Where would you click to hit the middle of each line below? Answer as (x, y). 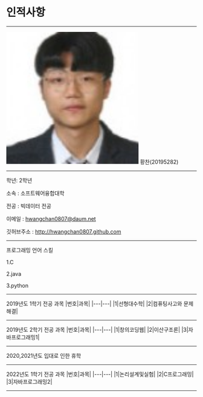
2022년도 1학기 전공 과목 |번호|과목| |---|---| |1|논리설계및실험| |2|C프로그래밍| (100, 374)
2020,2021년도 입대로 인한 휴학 (44, 355)
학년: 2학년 (19, 180)
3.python (18, 285)
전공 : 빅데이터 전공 (29, 206)
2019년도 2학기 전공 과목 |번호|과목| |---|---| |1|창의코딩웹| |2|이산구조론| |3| (97, 329)
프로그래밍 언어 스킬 (30, 250)
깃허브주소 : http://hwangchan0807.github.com (64, 231)
